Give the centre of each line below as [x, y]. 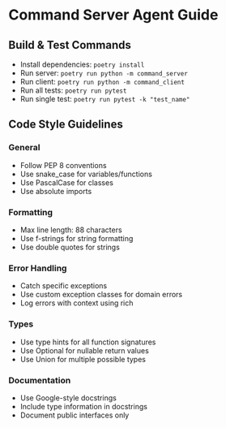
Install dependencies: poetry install [82, 64]
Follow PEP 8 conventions [63, 165]
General [24, 148]
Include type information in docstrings [84, 406]
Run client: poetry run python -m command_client [102, 82]
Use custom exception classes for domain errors [101, 295]
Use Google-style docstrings [68, 398]
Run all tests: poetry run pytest [73, 90]
